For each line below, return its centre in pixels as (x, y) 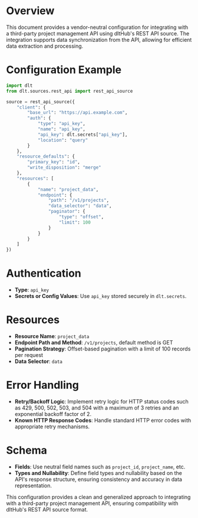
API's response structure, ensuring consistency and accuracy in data (98, 479)
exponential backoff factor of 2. (53, 414)
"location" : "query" (63, 140)
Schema (27, 450)
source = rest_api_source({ (41, 101)
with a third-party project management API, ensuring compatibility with (92, 503)
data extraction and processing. (45, 46)
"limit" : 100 (75, 222)
